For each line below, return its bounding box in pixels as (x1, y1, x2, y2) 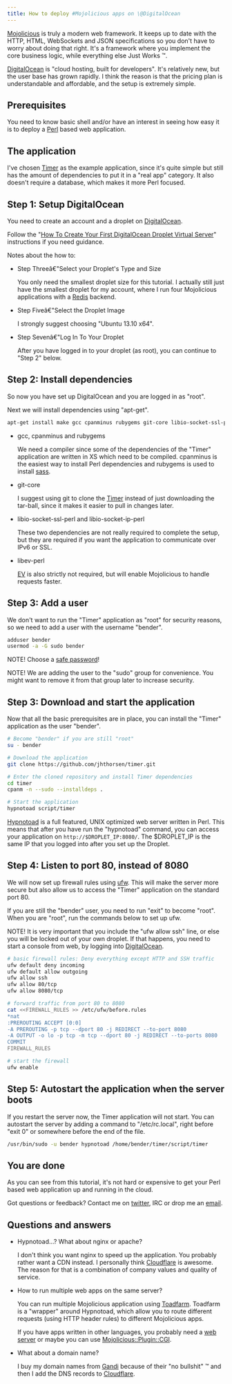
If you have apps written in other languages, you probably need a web (17, 1328, 217, 1336)
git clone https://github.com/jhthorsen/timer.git (7, 760, 156, 768)
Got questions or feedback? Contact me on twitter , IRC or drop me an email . (7, 1199, 223, 1207)
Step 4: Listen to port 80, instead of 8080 (7, 860, 189, 872)
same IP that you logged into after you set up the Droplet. (7, 840, 171, 848)
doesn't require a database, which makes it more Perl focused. (7, 178, 186, 187)
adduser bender (7, 636, 51, 643)
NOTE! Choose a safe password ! (7, 656, 100, 664)
